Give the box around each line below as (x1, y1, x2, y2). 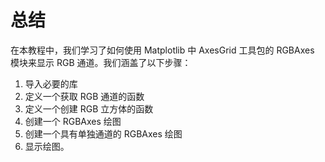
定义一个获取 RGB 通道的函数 (24, 90, 145, 102)
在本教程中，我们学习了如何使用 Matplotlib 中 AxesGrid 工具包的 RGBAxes (10, 44, 315, 56)
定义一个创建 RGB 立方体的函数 (24, 102, 154, 115)
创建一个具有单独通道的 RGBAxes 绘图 (24, 127, 183, 140)
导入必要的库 (24, 77, 78, 90)
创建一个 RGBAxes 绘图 (24, 115, 122, 127)
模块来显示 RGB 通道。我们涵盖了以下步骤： (10, 56, 192, 68)
